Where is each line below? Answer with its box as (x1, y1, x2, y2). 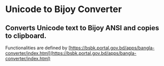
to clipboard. (5, 31, 47, 40)
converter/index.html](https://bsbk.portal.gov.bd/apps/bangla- (5, 50, 136, 56)
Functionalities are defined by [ (5, 45, 70, 51)
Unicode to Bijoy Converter (5, 4, 122, 15)
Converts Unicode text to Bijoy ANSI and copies (5, 24, 159, 32)
